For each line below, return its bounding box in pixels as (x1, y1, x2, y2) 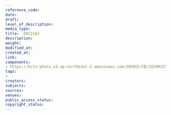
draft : (5, 17, 19, 22)
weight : (5, 41, 22, 46)
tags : (5, 69, 17, 74)
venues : (5, 93, 22, 98)
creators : (5, 78, 26, 83)
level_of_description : (5, 21, 53, 27)
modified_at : (5, 45, 33, 50)
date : (5, 12, 17, 17)
